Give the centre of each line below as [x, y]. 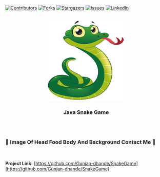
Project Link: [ [21, 163]
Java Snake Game [86, 112]
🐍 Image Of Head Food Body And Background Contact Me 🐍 [81, 142]
